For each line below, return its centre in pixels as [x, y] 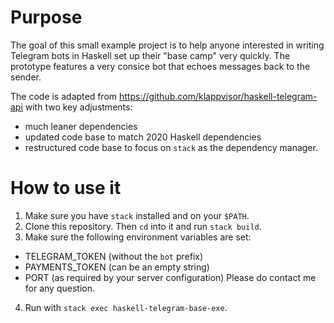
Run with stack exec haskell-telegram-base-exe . [126, 307]
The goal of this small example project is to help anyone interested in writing [167, 45]
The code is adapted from [64, 96]
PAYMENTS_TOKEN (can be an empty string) [117, 267]
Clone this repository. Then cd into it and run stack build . [143, 226]
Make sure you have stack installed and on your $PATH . [137, 215]
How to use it [66, 188]
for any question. [59, 288]
